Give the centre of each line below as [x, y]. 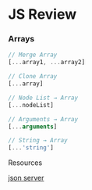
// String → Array [38, 141]
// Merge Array [33, 55]
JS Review [42, 14]
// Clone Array [33, 77]
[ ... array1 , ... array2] [47, 63]
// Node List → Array [43, 98]
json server [26, 178]
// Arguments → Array [43, 119]
